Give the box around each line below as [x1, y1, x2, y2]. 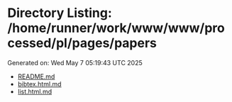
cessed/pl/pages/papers [7, 35, 158, 51]
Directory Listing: [7, 5, 112, 21]
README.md [17, 72, 55, 81]
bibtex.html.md [17, 79, 62, 88]
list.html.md [17, 87, 52, 96]
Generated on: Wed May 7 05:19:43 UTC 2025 [7, 58, 143, 67]
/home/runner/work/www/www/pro [7, 20, 225, 36]
